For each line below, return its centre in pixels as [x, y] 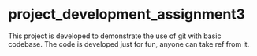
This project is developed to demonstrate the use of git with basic [115, 36]
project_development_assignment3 [127, 14]
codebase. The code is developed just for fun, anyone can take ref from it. [129, 44]
